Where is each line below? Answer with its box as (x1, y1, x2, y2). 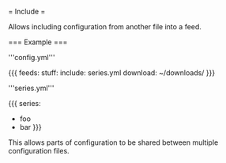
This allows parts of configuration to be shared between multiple (8, 138, 219, 147)
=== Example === (8, 37, 68, 47)
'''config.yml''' (8, 53, 55, 62)
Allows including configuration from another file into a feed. (8, 22, 202, 31)
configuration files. (8, 146, 70, 155)
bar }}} (19, 123, 42, 131)
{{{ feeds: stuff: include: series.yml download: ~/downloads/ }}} (8, 68, 216, 78)
